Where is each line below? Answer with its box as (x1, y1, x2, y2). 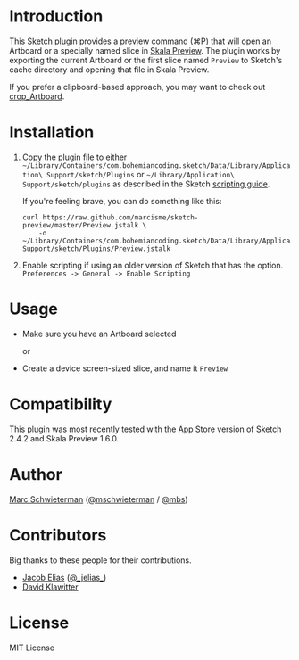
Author (9, 464, 62, 484)
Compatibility (9, 394, 112, 414)
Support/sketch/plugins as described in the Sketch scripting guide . (21, 178, 270, 189)
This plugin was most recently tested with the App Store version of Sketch (9, 424, 282, 434)
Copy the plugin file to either (21, 152, 128, 162)
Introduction (9, 6, 104, 27)
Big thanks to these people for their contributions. (9, 555, 192, 565)
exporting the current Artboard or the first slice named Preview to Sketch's (9, 54, 283, 65)
